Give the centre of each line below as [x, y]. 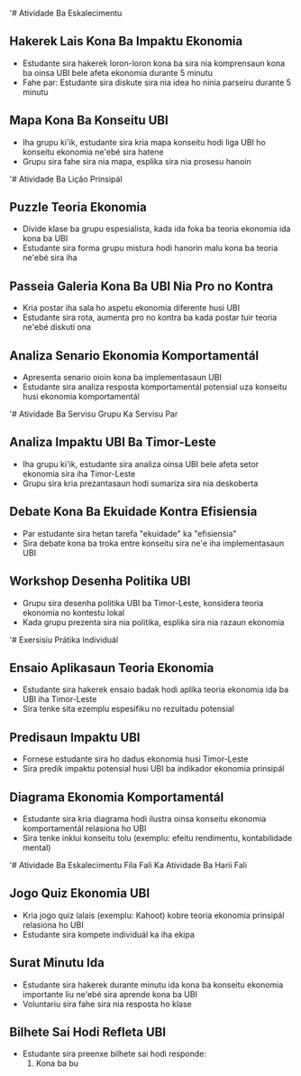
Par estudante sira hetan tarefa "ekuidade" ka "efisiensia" [129, 533]
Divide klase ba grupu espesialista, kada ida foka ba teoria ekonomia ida [156, 229]
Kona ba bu [57, 1063]
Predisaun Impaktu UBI [75, 737]
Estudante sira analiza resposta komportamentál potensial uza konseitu [155, 387]
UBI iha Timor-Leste [59, 699]
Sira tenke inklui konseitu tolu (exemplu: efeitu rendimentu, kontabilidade [157, 837]
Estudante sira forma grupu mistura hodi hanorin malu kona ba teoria [150, 248]
